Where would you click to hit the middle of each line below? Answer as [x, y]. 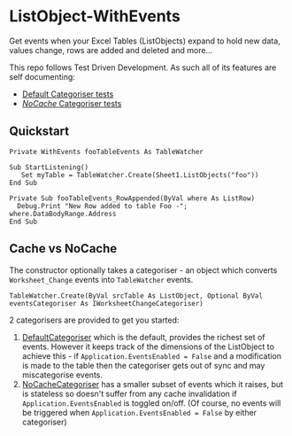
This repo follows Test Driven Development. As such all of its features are [143, 67]
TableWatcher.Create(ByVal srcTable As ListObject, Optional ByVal [136, 296]
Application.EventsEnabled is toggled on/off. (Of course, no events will [151, 403]
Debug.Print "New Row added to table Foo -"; [103, 206]
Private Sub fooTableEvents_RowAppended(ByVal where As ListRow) [132, 198]
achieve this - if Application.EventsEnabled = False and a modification [151, 355]
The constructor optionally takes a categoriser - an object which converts [143, 270]
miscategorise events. [62, 375]
